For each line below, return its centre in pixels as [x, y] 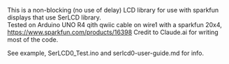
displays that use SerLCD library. [54, 17]
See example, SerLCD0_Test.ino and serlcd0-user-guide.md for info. [106, 53]
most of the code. [33, 40]
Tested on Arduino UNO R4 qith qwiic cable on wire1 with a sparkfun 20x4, [114, 25]
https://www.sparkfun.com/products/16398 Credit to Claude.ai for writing [113, 32]
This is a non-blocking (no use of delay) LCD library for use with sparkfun [113, 10]
